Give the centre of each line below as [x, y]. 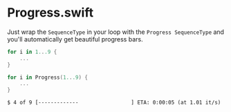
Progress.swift [50, 13]
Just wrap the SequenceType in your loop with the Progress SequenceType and [116, 32]
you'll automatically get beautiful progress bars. [75, 39]
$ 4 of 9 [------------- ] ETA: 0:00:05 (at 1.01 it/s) [114, 103]
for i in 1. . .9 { [32, 52]
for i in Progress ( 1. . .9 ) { [48, 77]
